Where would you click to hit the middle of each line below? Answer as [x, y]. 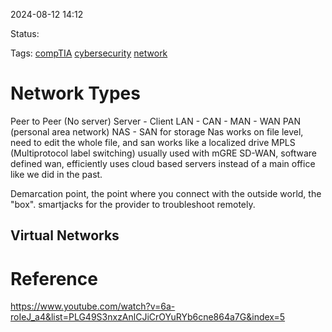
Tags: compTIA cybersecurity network [89, 53]
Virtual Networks [65, 235]
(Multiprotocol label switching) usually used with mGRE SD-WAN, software [164, 153]
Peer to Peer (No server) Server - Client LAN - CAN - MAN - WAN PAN [155, 121]
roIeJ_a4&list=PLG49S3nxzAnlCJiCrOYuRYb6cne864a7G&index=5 [148, 317]
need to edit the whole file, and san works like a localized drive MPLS [153, 142]
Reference [54, 278]
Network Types [75, 93]
